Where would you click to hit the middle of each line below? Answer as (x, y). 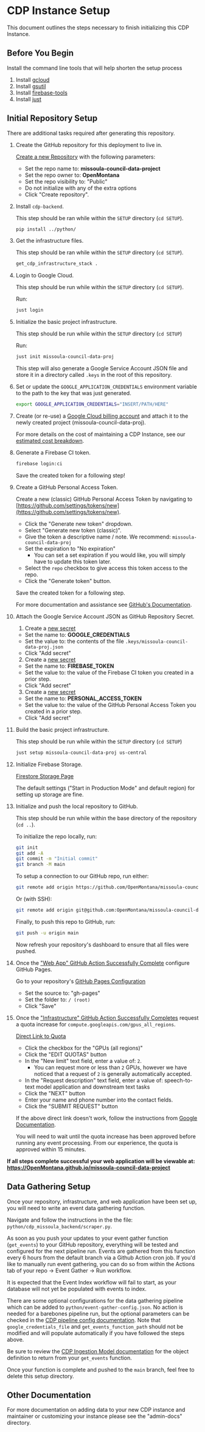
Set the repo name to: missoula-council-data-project (92, 168)
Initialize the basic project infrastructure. (66, 322)
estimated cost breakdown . (50, 440)
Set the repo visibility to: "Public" (66, 181)
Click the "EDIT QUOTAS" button (66, 1054)
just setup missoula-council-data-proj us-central (81, 753)
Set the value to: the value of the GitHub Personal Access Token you (110, 704)
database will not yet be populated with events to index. (77, 1289)
